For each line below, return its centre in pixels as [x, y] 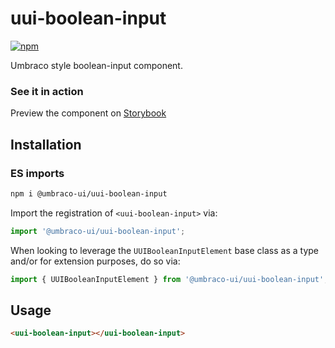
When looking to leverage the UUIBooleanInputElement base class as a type [165, 250]
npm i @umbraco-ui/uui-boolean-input [89, 193]
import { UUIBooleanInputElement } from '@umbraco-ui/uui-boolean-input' [167, 279]
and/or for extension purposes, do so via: [95, 261]
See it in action [47, 91]
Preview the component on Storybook [88, 113]
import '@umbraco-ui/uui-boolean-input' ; [98, 231]
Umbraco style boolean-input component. [96, 65]
